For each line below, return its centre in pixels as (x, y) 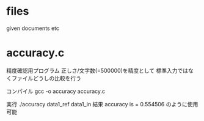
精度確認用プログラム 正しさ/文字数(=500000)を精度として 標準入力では (97, 70)
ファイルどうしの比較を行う (46, 78)
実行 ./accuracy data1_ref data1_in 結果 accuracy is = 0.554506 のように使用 (102, 104)
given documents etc (33, 28)
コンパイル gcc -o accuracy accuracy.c (56, 91)
